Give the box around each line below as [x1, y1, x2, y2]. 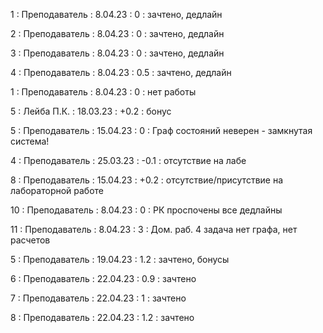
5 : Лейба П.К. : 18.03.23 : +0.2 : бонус [10, 105, 172, 117]
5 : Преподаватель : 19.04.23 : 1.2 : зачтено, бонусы [10, 254, 230, 265]
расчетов [10, 234, 51, 246]
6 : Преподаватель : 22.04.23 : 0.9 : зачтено [10, 273, 197, 284]
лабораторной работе [10, 185, 105, 196]
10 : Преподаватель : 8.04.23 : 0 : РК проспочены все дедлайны [10, 204, 283, 216]
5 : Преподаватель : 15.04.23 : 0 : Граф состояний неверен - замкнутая [10, 125, 313, 136]
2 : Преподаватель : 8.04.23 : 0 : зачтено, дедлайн [10, 28, 225, 39]
